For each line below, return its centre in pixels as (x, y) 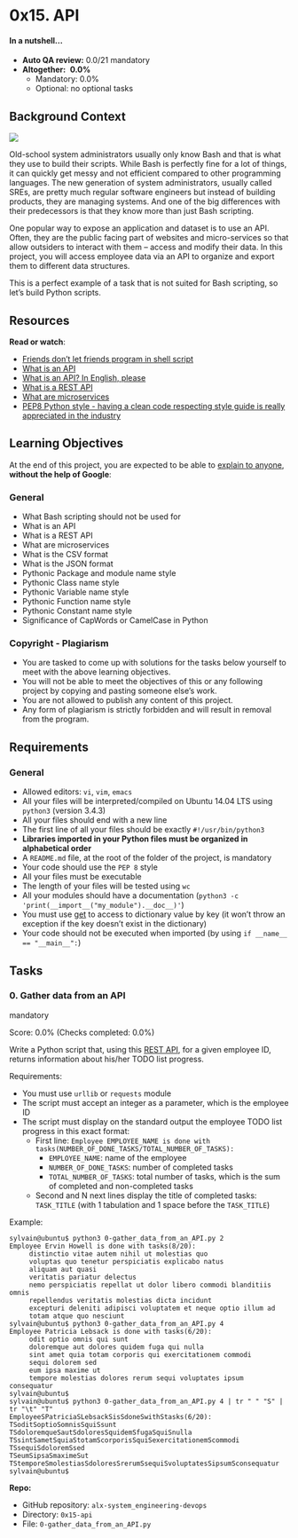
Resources (39, 320)
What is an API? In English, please (84, 378)
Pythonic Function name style (76, 602)
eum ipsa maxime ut (65, 1370)
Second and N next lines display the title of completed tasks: (146, 1195)
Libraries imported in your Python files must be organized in (135, 839)
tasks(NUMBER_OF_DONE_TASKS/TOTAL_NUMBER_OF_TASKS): (135, 1149)
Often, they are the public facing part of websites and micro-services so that (149, 238)
